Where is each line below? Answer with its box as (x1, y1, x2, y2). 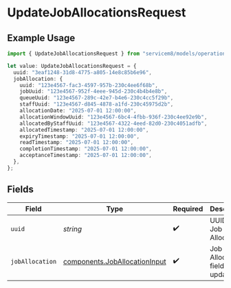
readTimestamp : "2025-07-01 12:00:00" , (19, 139, 134, 146)
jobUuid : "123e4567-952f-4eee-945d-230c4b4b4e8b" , (19, 88, 168, 95)
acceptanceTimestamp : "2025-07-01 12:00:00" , (19, 152, 153, 159)
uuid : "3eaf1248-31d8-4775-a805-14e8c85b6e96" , (13, 69, 153, 76)
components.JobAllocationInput (63, 256, 166, 266)
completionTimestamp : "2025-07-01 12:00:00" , (19, 145, 153, 152)
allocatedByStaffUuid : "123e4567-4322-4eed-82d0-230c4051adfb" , (19, 120, 208, 127)
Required (173, 204, 203, 213)
